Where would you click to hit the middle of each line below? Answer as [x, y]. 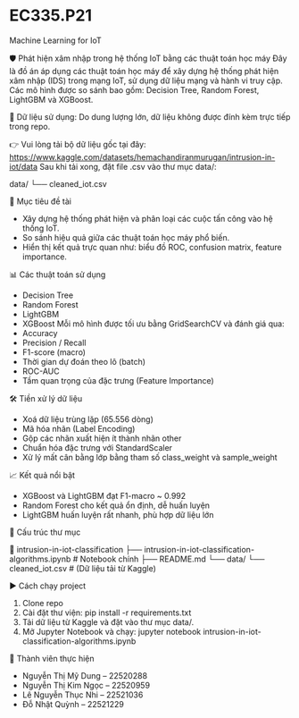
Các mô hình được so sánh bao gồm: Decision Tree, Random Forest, [134, 89]
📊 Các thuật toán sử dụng [58, 275]
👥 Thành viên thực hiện [52, 658]
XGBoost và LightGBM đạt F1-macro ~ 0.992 [104, 495]
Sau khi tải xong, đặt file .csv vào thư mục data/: [128, 166]
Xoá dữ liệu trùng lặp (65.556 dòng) [88, 419]
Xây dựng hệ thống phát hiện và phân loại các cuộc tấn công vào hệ [148, 218]
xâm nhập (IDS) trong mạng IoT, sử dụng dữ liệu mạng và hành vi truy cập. [146, 80]
